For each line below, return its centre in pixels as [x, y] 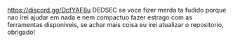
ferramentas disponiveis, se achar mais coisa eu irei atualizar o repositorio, [115, 25]
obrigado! [21, 32]
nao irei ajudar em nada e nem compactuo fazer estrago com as [100, 17]
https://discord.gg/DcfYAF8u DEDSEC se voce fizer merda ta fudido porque [117, 10]
